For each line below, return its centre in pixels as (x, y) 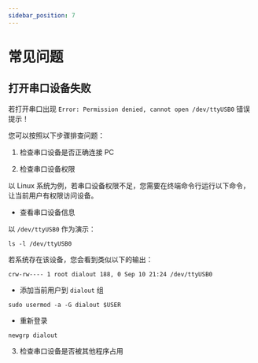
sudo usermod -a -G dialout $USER (65, 305)
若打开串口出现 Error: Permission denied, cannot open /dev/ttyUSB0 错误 (129, 109)
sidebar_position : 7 (42, 15)
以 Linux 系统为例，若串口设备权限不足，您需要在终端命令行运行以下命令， (129, 185)
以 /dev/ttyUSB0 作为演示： (52, 228)
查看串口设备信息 (47, 212)
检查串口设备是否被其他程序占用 (71, 350)
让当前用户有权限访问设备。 (53, 195)
